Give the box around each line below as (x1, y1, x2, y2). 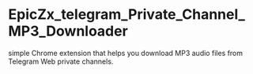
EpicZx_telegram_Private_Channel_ (8, 6, 245, 24)
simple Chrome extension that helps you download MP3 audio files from (8, 48, 244, 57)
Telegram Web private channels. (8, 57, 114, 66)
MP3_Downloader (8, 22, 128, 40)
